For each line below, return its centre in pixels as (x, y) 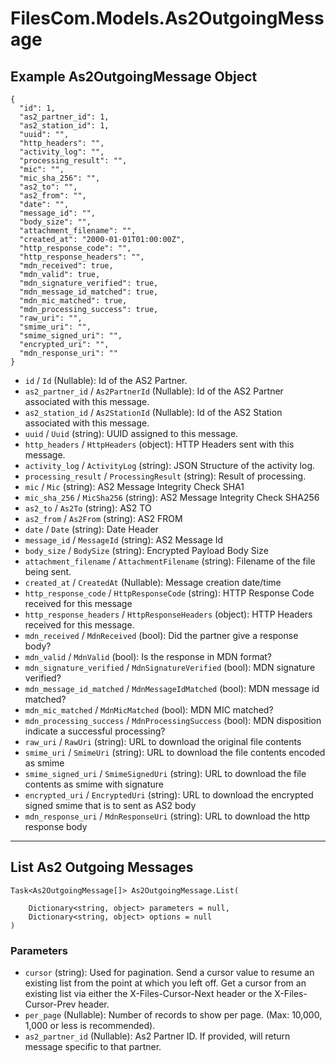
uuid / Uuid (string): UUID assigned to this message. (131, 433)
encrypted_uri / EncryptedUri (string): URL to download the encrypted (169, 795)
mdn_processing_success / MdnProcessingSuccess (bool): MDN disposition (173, 720)
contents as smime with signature (94, 784)
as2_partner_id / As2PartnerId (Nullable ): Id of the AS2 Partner (154, 391)
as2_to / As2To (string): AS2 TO (88, 508)
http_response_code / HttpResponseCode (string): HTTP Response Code (169, 593)
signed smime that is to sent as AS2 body (110, 805)
